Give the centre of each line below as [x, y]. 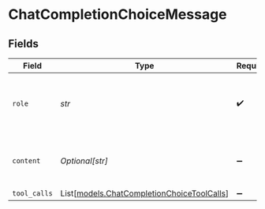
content [26, 160]
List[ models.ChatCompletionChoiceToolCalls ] [144, 193]
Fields [24, 44]
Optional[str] [84, 161]
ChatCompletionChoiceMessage [118, 15]
